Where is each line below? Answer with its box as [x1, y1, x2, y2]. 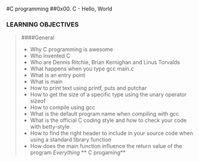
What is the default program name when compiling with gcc [30, 110, 180, 118]
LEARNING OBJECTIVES [6, 20, 79, 29]
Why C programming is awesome [30, 46, 114, 53]
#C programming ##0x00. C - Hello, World [6, 5, 113, 12]
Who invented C [30, 52, 71, 59]
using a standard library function [30, 136, 112, 143]
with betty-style [30, 123, 70, 130]
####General [21, 34, 54, 41]
